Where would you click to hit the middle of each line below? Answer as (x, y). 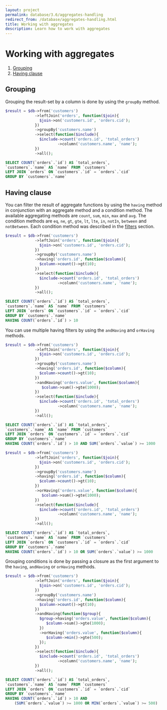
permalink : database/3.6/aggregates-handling (54, 15)
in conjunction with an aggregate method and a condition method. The (79, 210)
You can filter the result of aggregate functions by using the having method (84, 205)
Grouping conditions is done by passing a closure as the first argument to (82, 561)
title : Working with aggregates (39, 24)
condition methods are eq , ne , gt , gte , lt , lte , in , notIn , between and (76, 221)
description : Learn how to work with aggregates (58, 29)
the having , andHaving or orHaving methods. (51, 567)
